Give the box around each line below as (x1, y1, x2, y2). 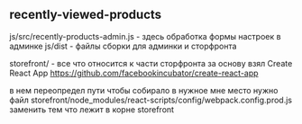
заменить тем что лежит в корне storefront (9, 103, 174, 115)
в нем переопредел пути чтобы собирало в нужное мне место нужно (9, 84, 279, 95)
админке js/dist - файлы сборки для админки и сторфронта (9, 40, 237, 51)
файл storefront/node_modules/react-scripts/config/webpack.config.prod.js (9, 94, 293, 105)
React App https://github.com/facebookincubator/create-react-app (9, 67, 259, 78)
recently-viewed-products (9, 7, 162, 22)
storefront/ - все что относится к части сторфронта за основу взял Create (9, 58, 293, 68)
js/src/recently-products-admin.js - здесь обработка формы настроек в (9, 31, 281, 41)
